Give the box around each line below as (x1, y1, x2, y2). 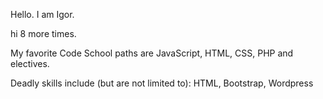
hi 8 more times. (10, 28, 77, 39)
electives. (10, 58, 50, 69)
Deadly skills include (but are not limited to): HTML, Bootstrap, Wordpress (10, 77, 314, 89)
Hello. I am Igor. (10, 9, 75, 20)
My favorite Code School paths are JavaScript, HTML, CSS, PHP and (10, 47, 294, 59)
